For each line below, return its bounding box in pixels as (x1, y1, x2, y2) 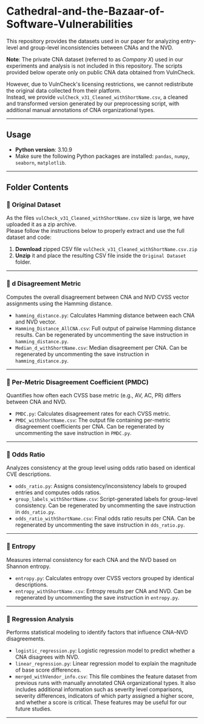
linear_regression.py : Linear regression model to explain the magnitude (15, 659, 197, 667)
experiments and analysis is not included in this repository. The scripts (6, 62, 183, 69)
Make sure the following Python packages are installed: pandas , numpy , (15, 152, 190, 160)
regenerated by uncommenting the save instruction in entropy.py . (15, 594, 180, 601)
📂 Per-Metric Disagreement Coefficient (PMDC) (6, 378, 149, 386)
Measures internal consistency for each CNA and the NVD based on (6, 556, 177, 563)
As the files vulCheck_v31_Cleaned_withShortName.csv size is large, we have (6, 215, 194, 222)
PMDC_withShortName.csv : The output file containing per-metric (15, 416, 171, 424)
